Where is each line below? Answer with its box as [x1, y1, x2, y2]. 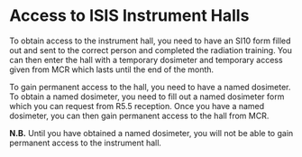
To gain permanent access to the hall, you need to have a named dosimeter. [9, 81, 291, 92]
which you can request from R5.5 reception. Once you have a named [9, 100, 265, 111]
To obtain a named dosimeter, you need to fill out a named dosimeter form [9, 91, 285, 102]
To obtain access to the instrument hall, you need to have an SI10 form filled [9, 35, 291, 46]
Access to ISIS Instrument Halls [9, 5, 250, 26]
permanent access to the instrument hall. [9, 137, 162, 148]
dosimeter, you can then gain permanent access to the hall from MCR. [9, 110, 270, 121]
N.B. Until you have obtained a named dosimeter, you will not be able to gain [9, 127, 294, 138]
